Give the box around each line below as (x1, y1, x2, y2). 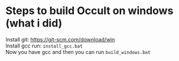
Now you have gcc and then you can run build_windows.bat (5, 48, 151, 55)
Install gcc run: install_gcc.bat (5, 42, 83, 49)
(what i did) (5, 16, 63, 30)
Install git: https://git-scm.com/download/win (5, 36, 115, 43)
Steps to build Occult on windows (5, 4, 174, 18)
